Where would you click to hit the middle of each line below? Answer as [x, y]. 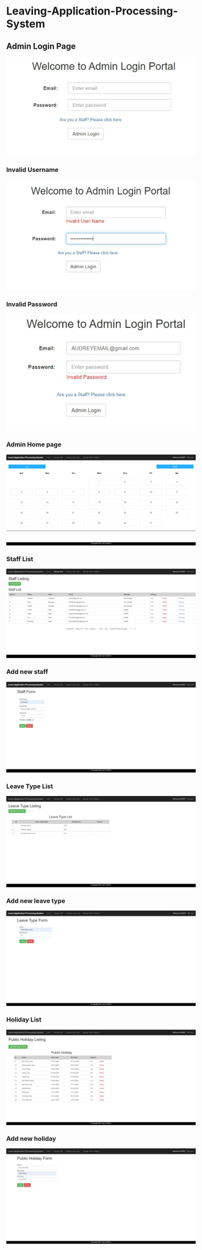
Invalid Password [32, 304]
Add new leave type [36, 901]
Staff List [20, 559]
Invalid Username [32, 170]
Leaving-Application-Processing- [92, 11]
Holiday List [24, 1020]
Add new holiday [31, 1138]
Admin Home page [34, 444]
